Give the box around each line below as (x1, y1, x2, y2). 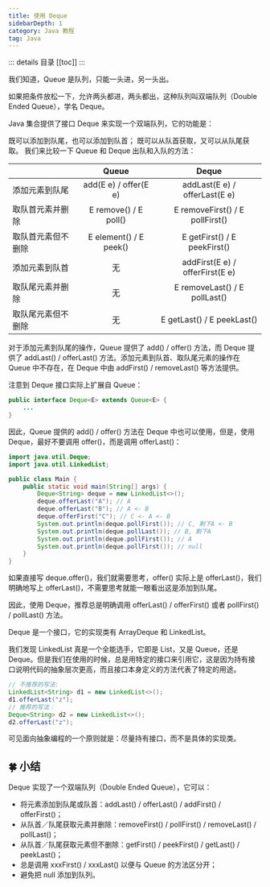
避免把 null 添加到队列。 (19, 870, 100, 880)
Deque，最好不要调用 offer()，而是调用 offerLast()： (8, 437, 182, 446)
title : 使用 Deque (8, 11, 67, 20)
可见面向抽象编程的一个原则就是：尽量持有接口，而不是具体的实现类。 (8, 734, 241, 744)
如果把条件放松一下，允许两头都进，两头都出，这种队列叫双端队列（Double (8, 92, 257, 102)
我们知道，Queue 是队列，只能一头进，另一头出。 (8, 74, 174, 85)
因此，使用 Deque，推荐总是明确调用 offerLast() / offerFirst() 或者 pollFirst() (8, 600, 260, 610)
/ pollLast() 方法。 (8, 610, 67, 620)
